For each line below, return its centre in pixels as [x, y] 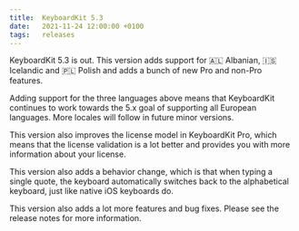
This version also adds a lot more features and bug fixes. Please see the [145, 208]
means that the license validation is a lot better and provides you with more [150, 145]
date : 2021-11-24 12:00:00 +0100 [77, 26]
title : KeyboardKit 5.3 [56, 18]
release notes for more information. [76, 218]
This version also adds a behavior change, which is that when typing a [141, 172]
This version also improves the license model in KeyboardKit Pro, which [143, 135]
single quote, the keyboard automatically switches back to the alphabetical [149, 181]
